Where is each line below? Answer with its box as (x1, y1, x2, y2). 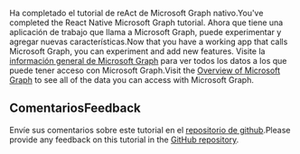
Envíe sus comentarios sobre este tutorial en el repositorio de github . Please (9, 124, 291, 135)
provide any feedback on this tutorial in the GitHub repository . (9, 134, 239, 145)
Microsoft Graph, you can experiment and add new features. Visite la (9, 46, 266, 57)
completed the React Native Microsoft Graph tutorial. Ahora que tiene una (9, 17, 284, 28)
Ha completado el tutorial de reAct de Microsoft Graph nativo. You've (9, 8, 264, 18)
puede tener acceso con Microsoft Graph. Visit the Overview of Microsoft (9, 65, 281, 76)
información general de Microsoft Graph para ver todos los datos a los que (9, 56, 287, 66)
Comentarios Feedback (9, 101, 142, 116)
